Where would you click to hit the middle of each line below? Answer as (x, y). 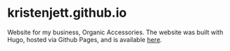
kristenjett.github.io (67, 13)
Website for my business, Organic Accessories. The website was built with (115, 32)
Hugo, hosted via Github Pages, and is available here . (85, 39)
